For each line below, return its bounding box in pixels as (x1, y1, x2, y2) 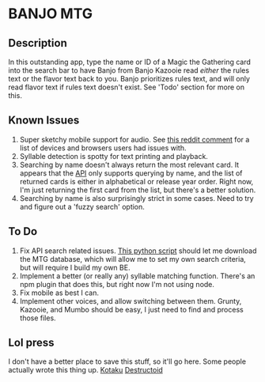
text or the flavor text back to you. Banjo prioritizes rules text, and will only (8, 74, 251, 83)
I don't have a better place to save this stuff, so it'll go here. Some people (8, 357, 247, 366)
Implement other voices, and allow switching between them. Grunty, (19, 296, 242, 305)
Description (8, 36, 67, 50)
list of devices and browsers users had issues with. (19, 143, 187, 153)
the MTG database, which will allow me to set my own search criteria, (19, 254, 247, 263)
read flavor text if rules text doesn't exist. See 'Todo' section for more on (8, 82, 245, 92)
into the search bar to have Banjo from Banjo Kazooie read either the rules (8, 66, 250, 75)
